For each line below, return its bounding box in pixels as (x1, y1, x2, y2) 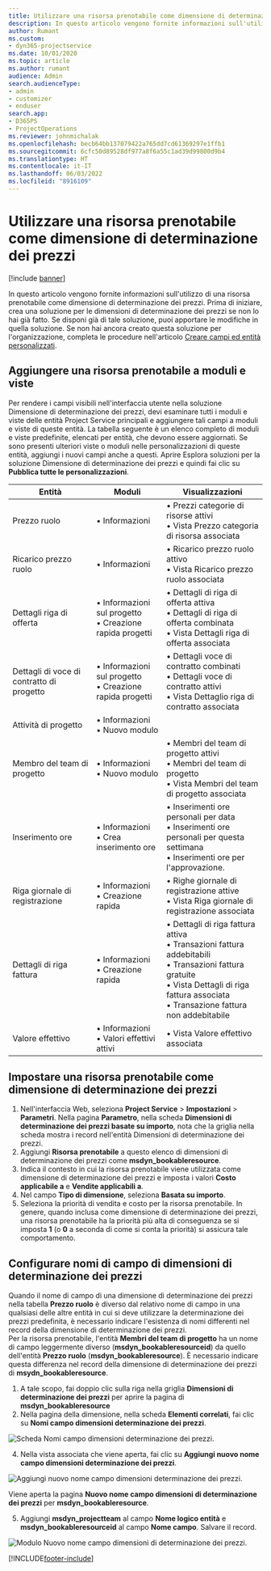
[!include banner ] (8, 273, 66, 283)
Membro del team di (12, 757, 89, 769)
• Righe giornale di (166, 874, 237, 886)
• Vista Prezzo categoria (166, 519, 259, 531)
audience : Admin (8, 72, 63, 80)
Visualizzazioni (182, 486, 243, 498)
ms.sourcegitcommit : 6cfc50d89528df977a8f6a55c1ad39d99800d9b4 (8, 147, 226, 155)
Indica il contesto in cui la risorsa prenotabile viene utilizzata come (19, 1164, 242, 1174)
